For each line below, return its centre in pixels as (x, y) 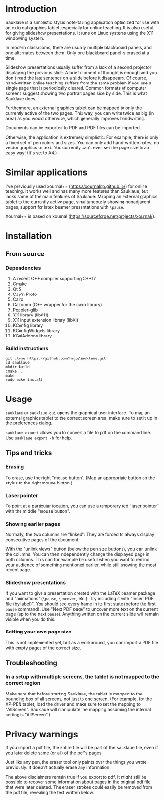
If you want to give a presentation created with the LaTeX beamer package (81, 593)
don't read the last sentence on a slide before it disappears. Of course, (77, 78)
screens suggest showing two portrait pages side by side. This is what (76, 93)
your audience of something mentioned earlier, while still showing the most (81, 565)
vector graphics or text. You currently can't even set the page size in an (77, 147)
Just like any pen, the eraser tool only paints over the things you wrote (76, 762)
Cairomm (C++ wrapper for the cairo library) (57, 304)
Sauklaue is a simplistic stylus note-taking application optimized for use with (82, 22)
